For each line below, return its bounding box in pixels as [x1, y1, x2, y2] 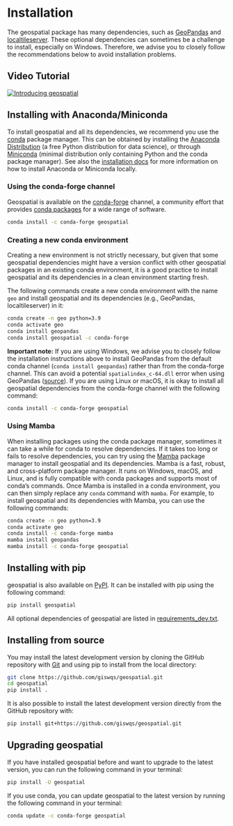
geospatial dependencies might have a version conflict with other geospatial [7, 258, 226, 267]
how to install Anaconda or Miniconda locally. [7, 164, 137, 173]
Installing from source [7, 634, 105, 646]
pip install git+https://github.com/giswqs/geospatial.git [7, 720, 182, 727]
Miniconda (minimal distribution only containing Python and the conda [7, 150, 208, 158]
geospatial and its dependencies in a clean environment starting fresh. [7, 273, 209, 281]
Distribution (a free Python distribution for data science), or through [7, 142, 201, 150]
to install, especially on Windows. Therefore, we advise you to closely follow [7, 42, 226, 51]
